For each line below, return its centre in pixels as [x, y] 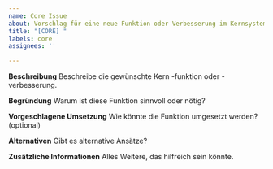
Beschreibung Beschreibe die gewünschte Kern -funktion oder [114, 76]
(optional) [24, 125]
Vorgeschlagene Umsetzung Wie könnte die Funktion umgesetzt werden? [133, 117]
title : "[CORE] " [38, 31]
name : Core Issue [38, 16]
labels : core [30, 39]
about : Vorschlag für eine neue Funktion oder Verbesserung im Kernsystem [138, 24]
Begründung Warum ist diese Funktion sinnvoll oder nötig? [107, 101]
